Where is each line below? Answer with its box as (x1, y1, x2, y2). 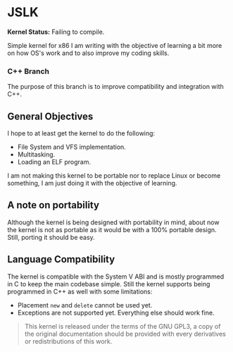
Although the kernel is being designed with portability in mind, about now (7, 218, 220, 226)
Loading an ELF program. (17, 158, 92, 166)
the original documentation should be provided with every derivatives (24, 329, 227, 338)
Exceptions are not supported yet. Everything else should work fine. (17, 308, 215, 317)
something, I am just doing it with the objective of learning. (7, 179, 177, 188)
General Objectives (7, 110, 94, 122)
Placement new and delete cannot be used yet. (17, 301, 153, 309)
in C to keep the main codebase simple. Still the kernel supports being (7, 279, 210, 288)
